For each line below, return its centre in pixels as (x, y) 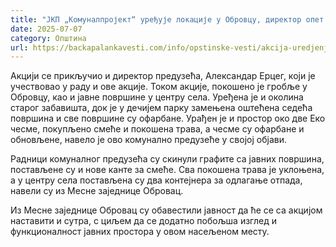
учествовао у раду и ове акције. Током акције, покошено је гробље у (159, 87)
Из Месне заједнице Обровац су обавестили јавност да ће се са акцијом (166, 210)
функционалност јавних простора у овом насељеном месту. (140, 232)
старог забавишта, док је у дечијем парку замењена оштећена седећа (161, 108)
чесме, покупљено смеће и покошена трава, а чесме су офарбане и (157, 129)
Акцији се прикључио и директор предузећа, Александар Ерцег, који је (163, 76)
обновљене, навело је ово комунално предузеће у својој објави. (148, 140)
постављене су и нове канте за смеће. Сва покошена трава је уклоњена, (167, 170)
